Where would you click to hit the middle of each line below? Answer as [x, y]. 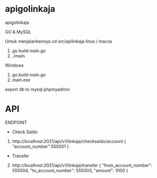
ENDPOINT [16, 122]
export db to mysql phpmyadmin [38, 89]
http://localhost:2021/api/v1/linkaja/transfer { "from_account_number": [82, 165]
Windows [15, 65]
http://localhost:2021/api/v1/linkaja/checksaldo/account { [69, 141]
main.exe [21, 80]
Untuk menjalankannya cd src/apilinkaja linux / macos [59, 41]
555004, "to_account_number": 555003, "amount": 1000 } [70, 170]
